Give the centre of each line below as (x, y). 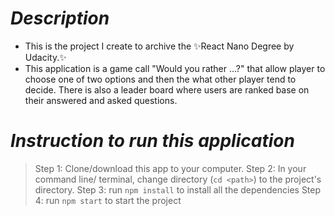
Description (60, 18)
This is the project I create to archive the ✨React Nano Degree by (159, 46)
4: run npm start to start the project (108, 200)
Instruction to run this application (152, 141)
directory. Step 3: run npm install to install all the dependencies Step (178, 189)
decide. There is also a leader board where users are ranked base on (167, 89)
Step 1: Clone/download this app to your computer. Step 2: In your (170, 168)
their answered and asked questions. (101, 100)
